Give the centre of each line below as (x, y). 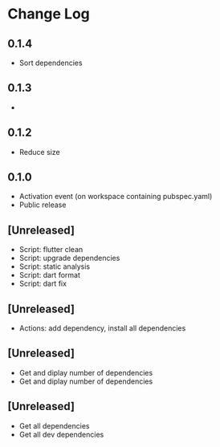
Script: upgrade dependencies (69, 258)
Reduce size (40, 152)
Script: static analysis (54, 266)
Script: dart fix (43, 284)
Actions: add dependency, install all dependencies (102, 328)
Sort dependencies (51, 63)
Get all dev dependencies (61, 434)
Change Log (49, 14)
